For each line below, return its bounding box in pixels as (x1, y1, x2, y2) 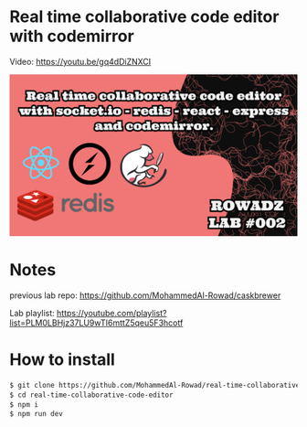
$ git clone (9, 380, 55, 390)
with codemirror (9, 26, 134, 47)
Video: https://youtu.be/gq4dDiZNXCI (9, 56, 152, 67)
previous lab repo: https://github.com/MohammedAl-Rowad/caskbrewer (9, 290, 281, 301)
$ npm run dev (9, 410, 64, 419)
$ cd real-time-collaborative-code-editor (9, 390, 174, 400)
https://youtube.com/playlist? (56, 307, 167, 318)
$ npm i (9, 400, 39, 409)
